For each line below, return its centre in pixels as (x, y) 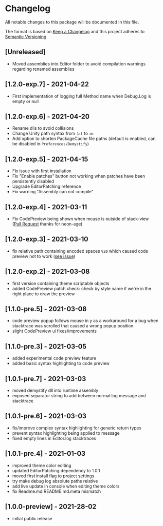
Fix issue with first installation (42, 171)
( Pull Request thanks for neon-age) (47, 224)
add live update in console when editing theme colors (66, 486)
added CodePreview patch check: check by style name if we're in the (82, 288)
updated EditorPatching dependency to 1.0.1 (56, 470)
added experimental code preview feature (54, 358)
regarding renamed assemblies (43, 69)
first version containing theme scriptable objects (61, 283)
